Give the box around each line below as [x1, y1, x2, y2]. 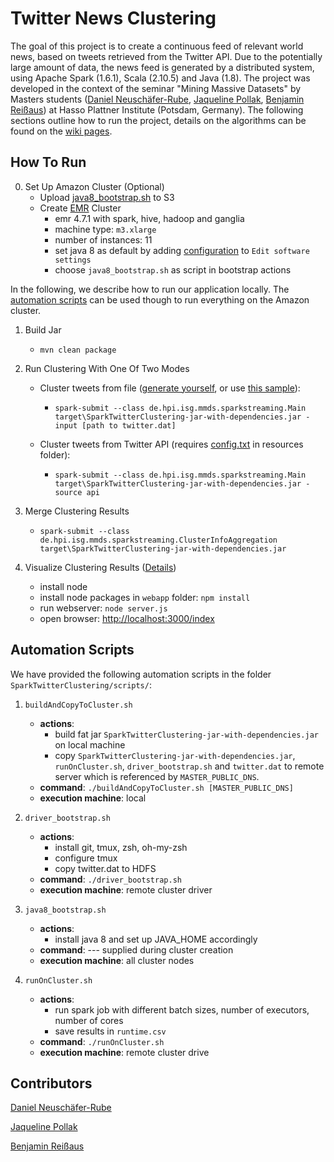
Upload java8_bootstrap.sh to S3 [39, 191, 175, 203]
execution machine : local [39, 792, 147, 804]
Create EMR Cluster [39, 202, 122, 214]
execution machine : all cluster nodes [39, 954, 195, 966]
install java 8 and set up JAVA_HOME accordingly [54, 933, 258, 945]
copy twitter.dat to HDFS [54, 862, 157, 874]
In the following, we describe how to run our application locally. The [10, 283, 290, 295]
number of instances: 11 [54, 233, 153, 246]
